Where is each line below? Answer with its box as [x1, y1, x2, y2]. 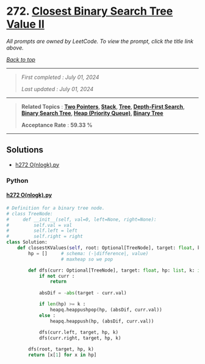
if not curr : [38, 273, 75, 279]
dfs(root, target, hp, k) [28, 346, 95, 352]
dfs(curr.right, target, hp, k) [38, 335, 121, 341]
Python [6, 176, 29, 185]
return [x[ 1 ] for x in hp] [28, 352, 97, 358]
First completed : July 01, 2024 [21, 73, 99, 81]
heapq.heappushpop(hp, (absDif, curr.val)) [49, 306, 163, 313]
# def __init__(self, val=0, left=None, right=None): [6, 216, 157, 223]
